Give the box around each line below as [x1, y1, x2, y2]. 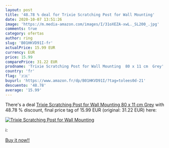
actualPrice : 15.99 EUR [5, 45, 56, 50]
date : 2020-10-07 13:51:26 [5, 17, 62, 22]
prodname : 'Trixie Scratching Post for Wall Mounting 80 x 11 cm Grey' [5, 64, 164, 69]
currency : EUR [5, 50, 35, 55]
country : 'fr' [5, 69, 35, 74]
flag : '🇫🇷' [5, 73, 30, 79]
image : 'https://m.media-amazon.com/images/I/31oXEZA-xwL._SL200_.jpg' [5, 21, 159, 27]
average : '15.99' [5, 87, 42, 93]
